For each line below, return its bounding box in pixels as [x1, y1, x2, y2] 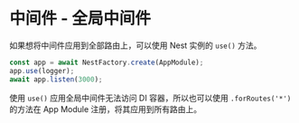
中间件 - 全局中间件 [9, 8, 152, 29]
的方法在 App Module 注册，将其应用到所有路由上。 [9, 103, 202, 114]
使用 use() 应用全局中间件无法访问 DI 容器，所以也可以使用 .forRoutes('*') [9, 92, 292, 103]
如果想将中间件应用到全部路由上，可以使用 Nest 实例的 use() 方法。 [9, 40, 262, 51]
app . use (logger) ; [9, 66, 75, 75]
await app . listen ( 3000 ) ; [9, 74, 103, 84]
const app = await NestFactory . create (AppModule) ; [9, 58, 204, 67]
